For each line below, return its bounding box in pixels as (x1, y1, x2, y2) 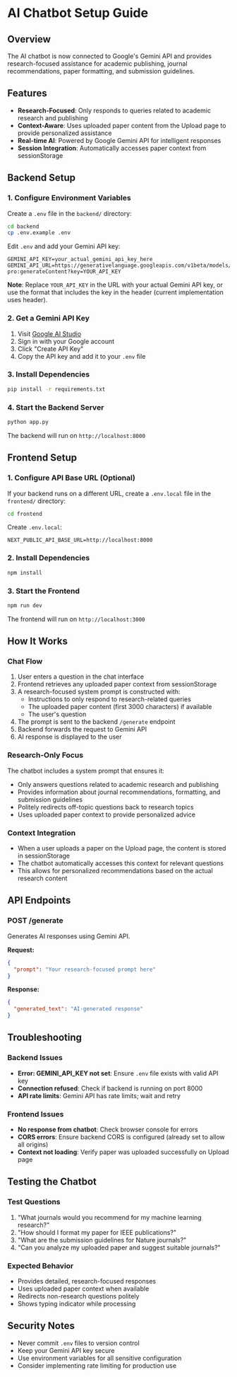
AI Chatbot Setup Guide (7, 5, 149, 21)
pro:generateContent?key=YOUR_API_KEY (7, 268, 121, 275)
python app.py (7, 419, 49, 426)
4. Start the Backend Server (7, 402, 104, 412)
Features (7, 87, 47, 100)
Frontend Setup (7, 451, 78, 464)
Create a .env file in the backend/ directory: (7, 209, 132, 217)
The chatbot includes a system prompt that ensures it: (7, 766, 164, 775)
